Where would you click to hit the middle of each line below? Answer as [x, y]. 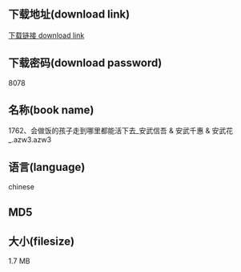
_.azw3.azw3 [30, 140]
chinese [21, 187]
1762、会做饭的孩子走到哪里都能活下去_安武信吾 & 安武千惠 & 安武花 [121, 131]
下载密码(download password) [85, 63]
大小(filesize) [41, 242]
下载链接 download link [46, 35]
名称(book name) [51, 110]
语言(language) [47, 167]
